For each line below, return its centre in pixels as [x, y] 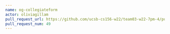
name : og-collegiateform [31, 10]
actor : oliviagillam [27, 14]
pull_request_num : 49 [28, 24]
